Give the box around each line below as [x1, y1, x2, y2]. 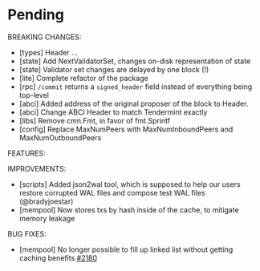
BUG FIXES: [7, 229, 47, 238]
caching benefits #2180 [18, 253, 98, 262]
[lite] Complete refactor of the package [18, 73, 149, 83]
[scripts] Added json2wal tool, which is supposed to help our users [18, 179, 242, 189]
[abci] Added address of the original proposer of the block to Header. [18, 99, 249, 108]
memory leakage [18, 213, 75, 223]
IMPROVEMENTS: [7, 164, 67, 173]
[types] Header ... [18, 47, 78, 57]
